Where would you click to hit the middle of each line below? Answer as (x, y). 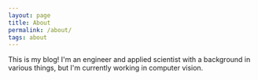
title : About (29, 23)
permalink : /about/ (40, 30)
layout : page (29, 15)
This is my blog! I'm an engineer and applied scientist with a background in (129, 60)
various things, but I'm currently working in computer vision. (106, 68)
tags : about (28, 37)
